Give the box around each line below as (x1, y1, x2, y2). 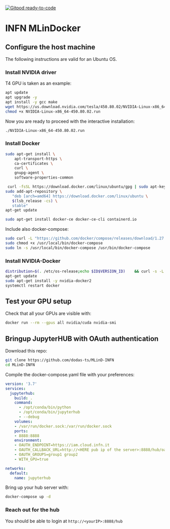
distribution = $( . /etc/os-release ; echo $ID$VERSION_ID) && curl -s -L (5, 269, 164, 274)
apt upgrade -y (5, 95, 37, 100)
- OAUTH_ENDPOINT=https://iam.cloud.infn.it (14, 443, 110, 448)
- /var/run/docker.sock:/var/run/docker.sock (14, 424, 112, 429)
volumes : (14, 419, 33, 424)
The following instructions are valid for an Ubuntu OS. (5, 56, 117, 62)
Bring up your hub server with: (5, 484, 69, 490)
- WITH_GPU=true (14, 456, 49, 462)
